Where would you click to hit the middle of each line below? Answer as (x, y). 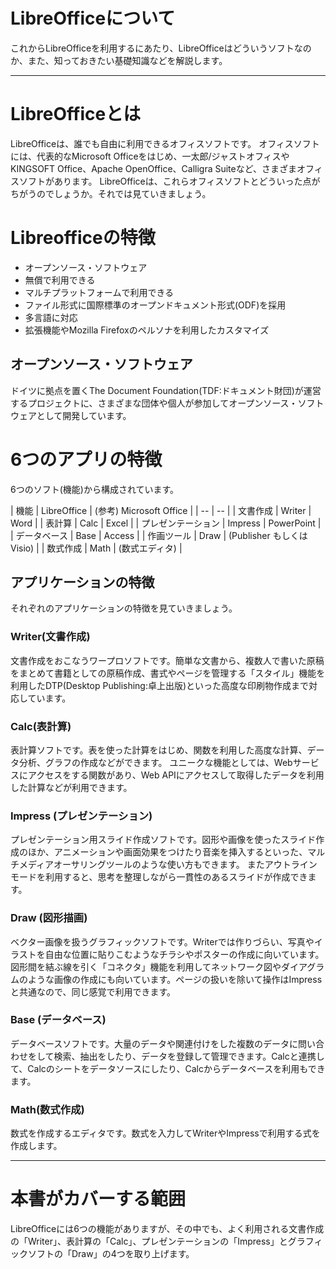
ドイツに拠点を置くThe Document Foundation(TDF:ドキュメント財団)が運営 (166, 390)
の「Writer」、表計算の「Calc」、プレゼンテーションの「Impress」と (149, 1241)
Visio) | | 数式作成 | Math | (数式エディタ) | (96, 548)
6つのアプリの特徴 (86, 459)
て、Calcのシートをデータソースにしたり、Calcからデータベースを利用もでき (168, 1068)
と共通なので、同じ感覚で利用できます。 (93, 991)
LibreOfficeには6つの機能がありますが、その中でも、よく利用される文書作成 (167, 1229)
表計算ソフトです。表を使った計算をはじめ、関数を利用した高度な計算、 (159, 750)
